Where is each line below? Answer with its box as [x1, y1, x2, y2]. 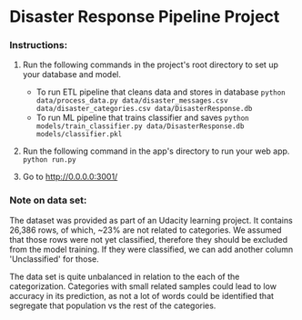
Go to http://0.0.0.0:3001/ [22, 171, 118, 183]
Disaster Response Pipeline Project [9, 6, 280, 27]
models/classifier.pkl [35, 130, 123, 139]
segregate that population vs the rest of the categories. [9, 300, 216, 311]
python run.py [22, 155, 76, 165]
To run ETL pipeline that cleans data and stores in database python [35, 86, 287, 97]
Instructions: [9, 39, 68, 52]
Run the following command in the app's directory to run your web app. [22, 145, 290, 156]
